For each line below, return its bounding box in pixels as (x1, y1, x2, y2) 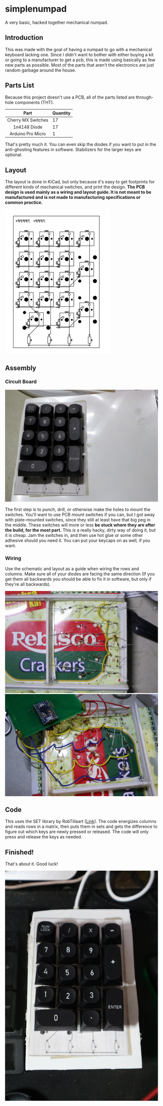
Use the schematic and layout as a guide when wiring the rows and (5, 566, 139, 572)
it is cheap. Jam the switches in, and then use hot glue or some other (5, 532, 143, 538)
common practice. (5, 199, 43, 205)
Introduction (5, 34, 44, 42)
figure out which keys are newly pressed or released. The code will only (5, 829, 149, 835)
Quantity (52, 110, 71, 116)
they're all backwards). (5, 581, 51, 587)
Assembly (5, 364, 36, 372)
